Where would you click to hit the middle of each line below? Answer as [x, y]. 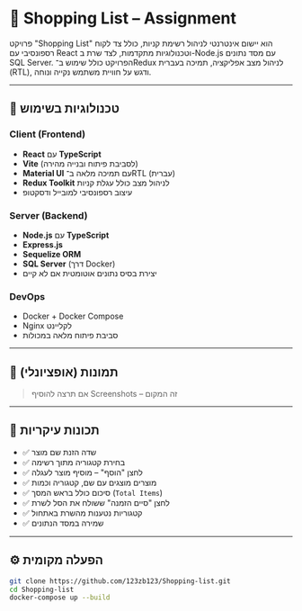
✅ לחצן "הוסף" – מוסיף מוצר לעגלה [83, 472]
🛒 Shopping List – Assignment [123, 18]
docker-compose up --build [60, 598]
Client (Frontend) [48, 134]
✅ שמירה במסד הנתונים [63, 523]
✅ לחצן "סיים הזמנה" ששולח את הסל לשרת [96, 502]
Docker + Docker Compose [73, 316]
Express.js [42, 244]
